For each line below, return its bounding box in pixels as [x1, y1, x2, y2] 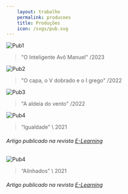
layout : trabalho [17, 8, 61, 15]
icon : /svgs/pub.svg [17, 25, 69, 32]
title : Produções [17, 20, 61, 26]
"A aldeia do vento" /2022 [20, 100, 85, 108]
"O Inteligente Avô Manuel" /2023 [20, 53, 105, 61]
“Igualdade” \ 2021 [20, 124, 67, 131]
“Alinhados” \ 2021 [20, 168, 67, 175]
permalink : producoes [17, 14, 71, 20]
